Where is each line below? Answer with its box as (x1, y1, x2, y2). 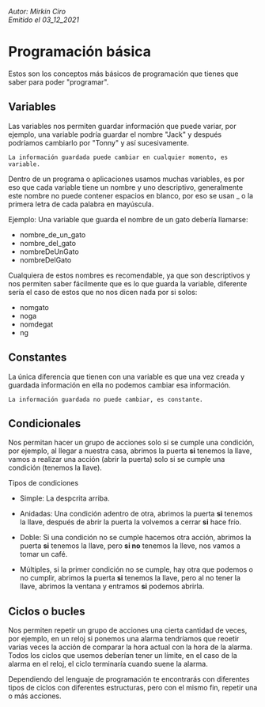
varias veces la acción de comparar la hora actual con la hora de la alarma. (8, 642, 253, 652)
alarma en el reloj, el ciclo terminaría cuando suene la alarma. (8, 660, 208, 669)
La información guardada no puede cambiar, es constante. (8, 395, 203, 403)
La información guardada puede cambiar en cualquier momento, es (8, 153, 228, 161)
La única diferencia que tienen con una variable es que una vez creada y (8, 372, 245, 381)
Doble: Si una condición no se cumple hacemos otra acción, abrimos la (19, 533, 252, 543)
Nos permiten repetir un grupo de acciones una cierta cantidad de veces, (8, 626, 248, 635)
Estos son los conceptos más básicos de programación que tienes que (8, 69, 239, 78)
